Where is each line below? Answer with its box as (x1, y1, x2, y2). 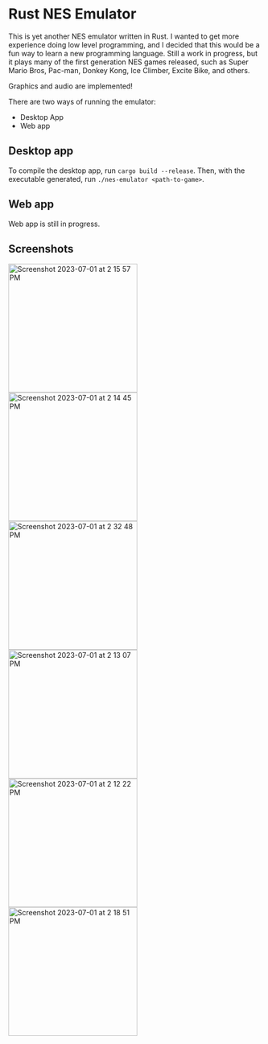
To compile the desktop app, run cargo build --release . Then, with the (8, 166, 245, 175)
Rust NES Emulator (8, 5, 137, 23)
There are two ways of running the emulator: (8, 97, 157, 106)
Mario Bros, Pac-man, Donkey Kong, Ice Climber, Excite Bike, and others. (8, 65, 250, 75)
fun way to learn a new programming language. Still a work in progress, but (8, 48, 258, 58)
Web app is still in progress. (8, 219, 101, 228)
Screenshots (8, 242, 74, 256)
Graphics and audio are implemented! (8, 81, 133, 91)
